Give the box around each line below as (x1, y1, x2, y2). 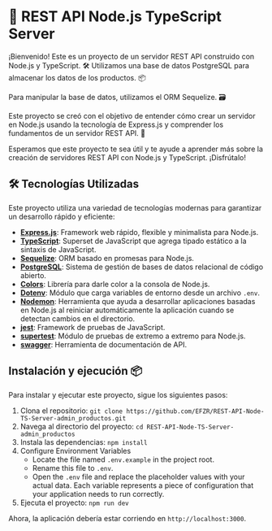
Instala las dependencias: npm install (19, 437, 148, 446)
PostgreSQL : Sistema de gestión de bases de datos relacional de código (19, 262, 264, 272)
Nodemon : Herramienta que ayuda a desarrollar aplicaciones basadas (19, 296, 256, 306)
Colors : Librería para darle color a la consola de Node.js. (19, 279, 210, 289)
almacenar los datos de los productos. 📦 (8, 72, 146, 82)
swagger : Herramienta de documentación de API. (19, 339, 188, 349)
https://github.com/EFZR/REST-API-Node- (125, 407, 265, 416)
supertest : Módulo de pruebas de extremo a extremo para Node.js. (19, 331, 246, 341)
